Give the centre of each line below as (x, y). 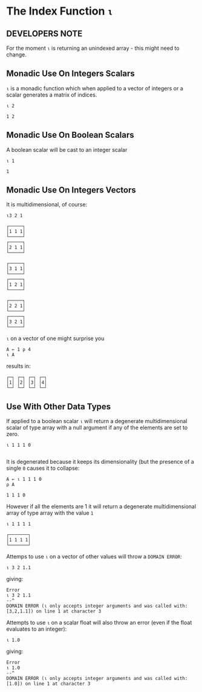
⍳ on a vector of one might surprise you (55, 339)
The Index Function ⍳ (60, 11)
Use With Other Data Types (59, 406)
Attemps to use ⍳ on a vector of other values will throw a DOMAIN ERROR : (94, 557)
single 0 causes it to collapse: (43, 468)
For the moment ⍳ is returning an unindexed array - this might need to (93, 48)
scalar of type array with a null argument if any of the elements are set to (97, 428)
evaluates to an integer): (37, 629)
